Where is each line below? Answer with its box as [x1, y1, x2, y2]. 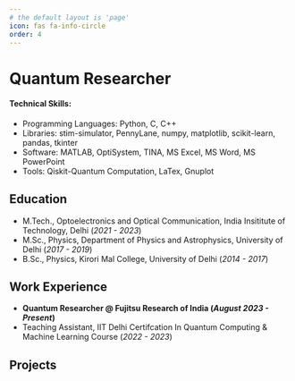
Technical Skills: [9, 98, 72, 109]
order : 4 [9, 30, 42, 38]
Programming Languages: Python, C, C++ [21, 118, 177, 129]
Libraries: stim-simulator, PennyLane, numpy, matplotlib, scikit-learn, [21, 127, 275, 139]
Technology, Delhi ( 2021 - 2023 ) [21, 224, 142, 235]
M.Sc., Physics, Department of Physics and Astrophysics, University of [21, 234, 283, 245]
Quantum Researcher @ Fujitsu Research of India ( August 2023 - [21, 303, 270, 314]
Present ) [21, 312, 55, 323]
